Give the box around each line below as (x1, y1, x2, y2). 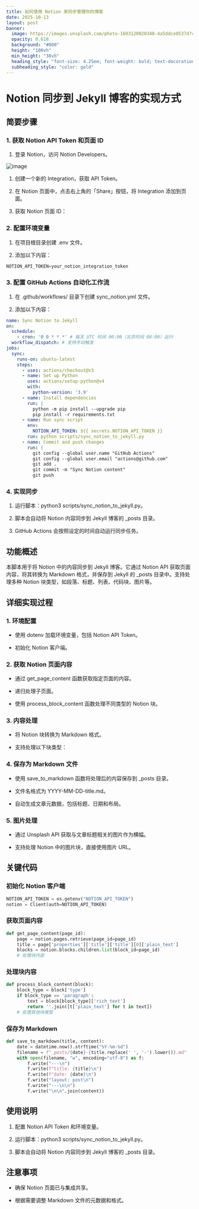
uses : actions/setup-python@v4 (27, 378, 105, 384)
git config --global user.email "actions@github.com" (32, 456, 168, 461)
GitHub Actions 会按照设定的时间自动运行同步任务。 (14, 527, 142, 535)
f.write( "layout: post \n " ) (27, 1077, 94, 1083)
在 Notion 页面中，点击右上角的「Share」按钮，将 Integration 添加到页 (14, 188, 187, 195)
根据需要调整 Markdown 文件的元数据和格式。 (14, 1197, 127, 1204)
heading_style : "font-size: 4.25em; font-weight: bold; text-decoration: (11, 58, 197, 64)
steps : (17, 362, 33, 368)
